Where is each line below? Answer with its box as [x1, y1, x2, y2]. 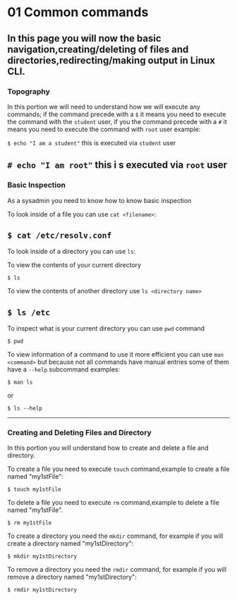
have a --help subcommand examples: [7, 365, 121, 374]
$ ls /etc [7, 307, 51, 317]
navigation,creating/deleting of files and [7, 43, 189, 55]
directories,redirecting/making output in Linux [7, 54, 215, 66]
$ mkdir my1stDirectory [7, 553, 78, 561]
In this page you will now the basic [7, 32, 162, 44]
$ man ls [7, 379, 33, 386]
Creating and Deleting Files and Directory [7, 428, 152, 438]
